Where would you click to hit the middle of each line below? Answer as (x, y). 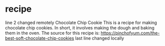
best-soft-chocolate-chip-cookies (40, 38)
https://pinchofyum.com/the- (130, 33)
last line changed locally (99, 38)
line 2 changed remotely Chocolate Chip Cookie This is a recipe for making (81, 23)
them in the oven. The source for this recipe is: (52, 33)
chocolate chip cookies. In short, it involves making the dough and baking (80, 27)
